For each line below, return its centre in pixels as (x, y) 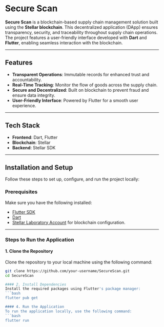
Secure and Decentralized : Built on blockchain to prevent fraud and (80, 90)
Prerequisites (21, 192)
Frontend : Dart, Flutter (35, 137)
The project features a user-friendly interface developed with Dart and (76, 38)
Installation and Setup (39, 167)
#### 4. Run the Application (35, 307)
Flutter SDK (24, 212)
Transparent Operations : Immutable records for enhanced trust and (81, 74)
